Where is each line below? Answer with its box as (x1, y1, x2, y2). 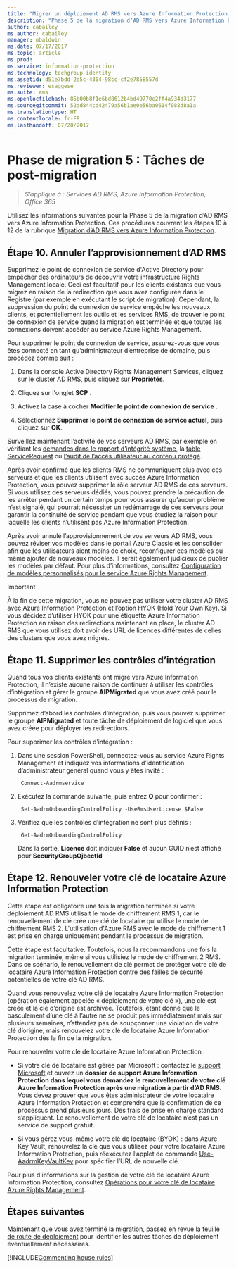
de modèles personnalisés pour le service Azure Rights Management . (7, 569, 209, 577)
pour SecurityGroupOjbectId (17, 851, 103, 860)
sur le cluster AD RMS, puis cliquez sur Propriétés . (17, 375, 165, 384)
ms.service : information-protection (7, 63, 114, 70)
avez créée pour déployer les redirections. (7, 724, 130, 732)
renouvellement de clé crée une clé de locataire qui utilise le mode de (7, 916, 209, 925)
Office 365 (24, 198, 56, 206)
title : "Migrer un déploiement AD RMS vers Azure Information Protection (7, 10, 228, 18)
